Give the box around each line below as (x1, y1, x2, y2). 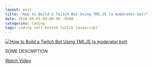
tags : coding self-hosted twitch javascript (5, 25, 98, 30)
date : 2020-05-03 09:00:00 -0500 (5, 16, 74, 21)
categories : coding (5, 21, 45, 26)
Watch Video (5, 58, 31, 64)
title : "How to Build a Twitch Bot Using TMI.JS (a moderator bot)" (5, 12, 149, 17)
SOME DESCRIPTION (5, 48, 48, 54)
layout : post (5, 7, 32, 12)
